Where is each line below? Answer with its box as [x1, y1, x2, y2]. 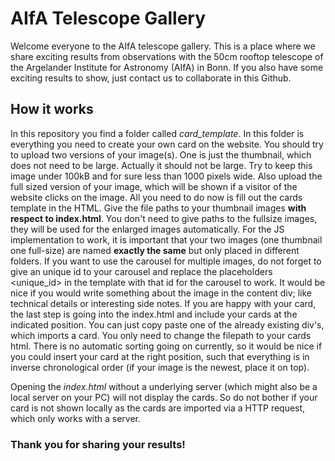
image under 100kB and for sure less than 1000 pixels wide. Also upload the [10, 170, 323, 182]
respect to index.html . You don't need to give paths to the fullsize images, [10, 212, 318, 224]
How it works [10, 101, 94, 118]
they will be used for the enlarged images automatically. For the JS [10, 223, 285, 235]
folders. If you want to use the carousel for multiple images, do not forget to [10, 255, 322, 267]
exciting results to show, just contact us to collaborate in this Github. [10, 72, 292, 84]
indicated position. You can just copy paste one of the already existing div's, [10, 318, 325, 331]
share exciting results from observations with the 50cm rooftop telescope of [10, 50, 324, 62]
